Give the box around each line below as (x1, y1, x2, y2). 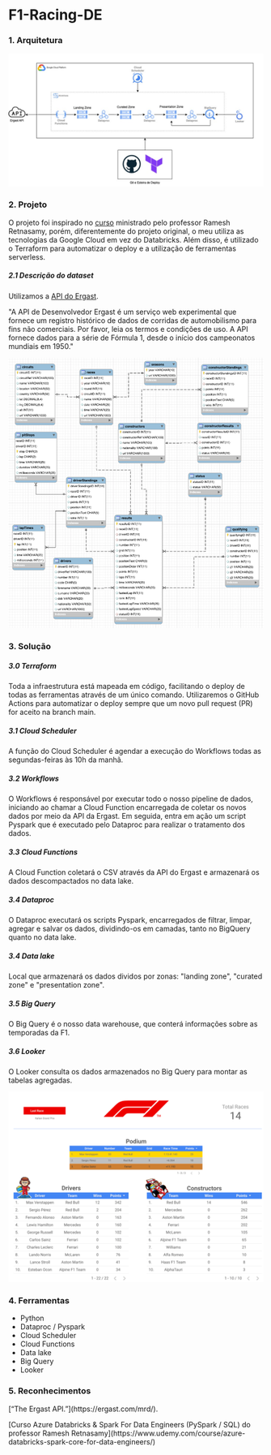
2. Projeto (8, 199, 48, 210)
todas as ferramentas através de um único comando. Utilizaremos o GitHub (8, 690, 260, 700)
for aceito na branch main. (8, 708, 96, 717)
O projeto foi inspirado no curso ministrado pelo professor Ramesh (8, 217, 231, 227)
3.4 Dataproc (8, 894, 54, 904)
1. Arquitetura (8, 35, 63, 46)
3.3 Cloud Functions (8, 846, 78, 857)
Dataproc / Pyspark (19, 1322, 86, 1332)
